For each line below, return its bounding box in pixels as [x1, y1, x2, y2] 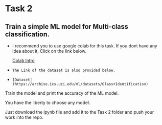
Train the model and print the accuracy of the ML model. [5, 90, 119, 96]
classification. [5, 30, 50, 38]
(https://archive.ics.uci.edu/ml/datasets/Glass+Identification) [12, 82, 148, 86]
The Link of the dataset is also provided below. [12, 68, 116, 73]
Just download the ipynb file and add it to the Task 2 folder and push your [5, 109, 154, 115]
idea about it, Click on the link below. [12, 48, 87, 54]
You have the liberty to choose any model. [5, 100, 91, 105]
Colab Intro [12, 58, 35, 63]
